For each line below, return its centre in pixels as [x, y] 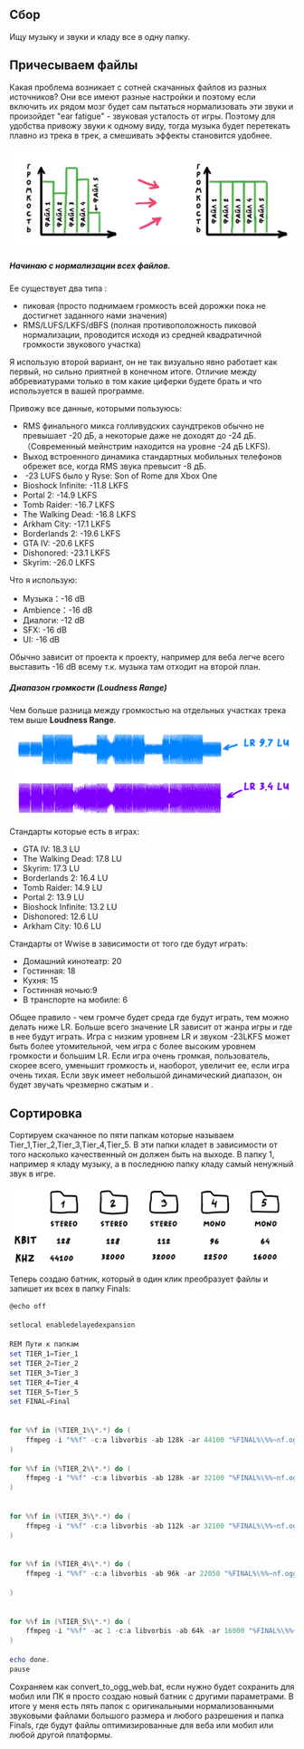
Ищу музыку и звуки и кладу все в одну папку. [100, 36]
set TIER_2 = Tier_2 [44, 1363]
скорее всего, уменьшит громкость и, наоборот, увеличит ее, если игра [150, 1066]
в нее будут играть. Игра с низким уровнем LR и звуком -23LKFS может [150, 1037]
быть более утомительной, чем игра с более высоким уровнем [133, 1047]
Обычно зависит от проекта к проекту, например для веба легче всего [147, 657]
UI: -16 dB [41, 640]
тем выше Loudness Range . [63, 720]
